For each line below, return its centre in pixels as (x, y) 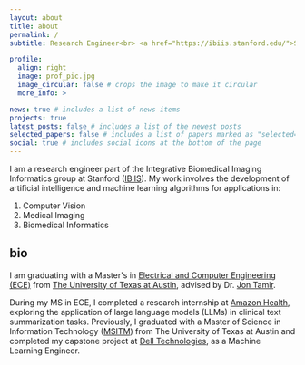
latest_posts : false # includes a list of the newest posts (126, 126)
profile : (26, 60)
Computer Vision (54, 206)
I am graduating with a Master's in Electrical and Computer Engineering (143, 275)
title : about (34, 26)
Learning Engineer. (44, 351)
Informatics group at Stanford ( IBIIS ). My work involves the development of (149, 178)
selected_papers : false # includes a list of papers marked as (132, 135)
